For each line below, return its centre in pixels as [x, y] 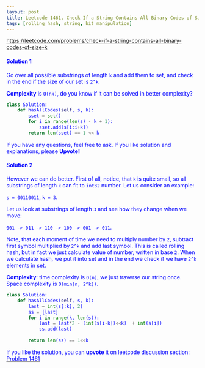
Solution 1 [19, 61]
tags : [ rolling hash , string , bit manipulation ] [69, 23]
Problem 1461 [23, 358]
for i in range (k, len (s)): [64, 318]
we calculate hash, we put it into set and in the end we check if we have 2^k [102, 259]
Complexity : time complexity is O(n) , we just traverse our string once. [94, 277]
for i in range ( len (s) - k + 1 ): [71, 122]
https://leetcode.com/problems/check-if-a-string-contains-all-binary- [94, 41]
